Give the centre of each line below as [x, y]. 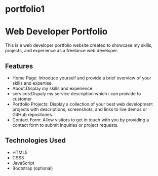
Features [19, 66]
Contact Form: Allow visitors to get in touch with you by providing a [80, 120]
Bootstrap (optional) [33, 168]
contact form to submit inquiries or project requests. [65, 125]
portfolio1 [25, 9]
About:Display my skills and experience [52, 88]
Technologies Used [35, 141]
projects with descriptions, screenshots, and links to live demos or [79, 109]
